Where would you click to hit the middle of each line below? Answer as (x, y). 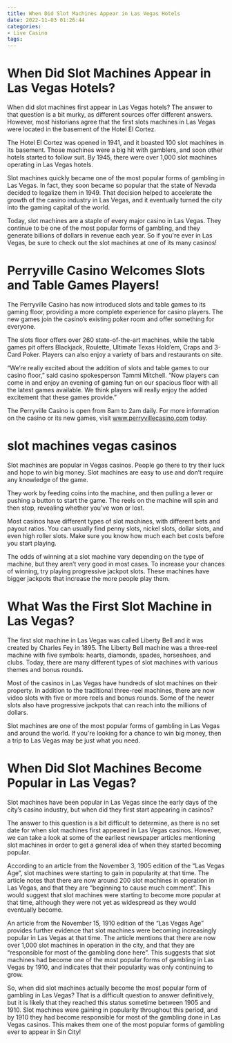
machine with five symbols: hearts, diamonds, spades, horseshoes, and (109, 655)
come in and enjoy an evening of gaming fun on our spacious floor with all (113, 383)
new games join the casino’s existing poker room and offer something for (111, 319)
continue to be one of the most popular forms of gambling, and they (104, 228)
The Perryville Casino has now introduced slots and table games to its (106, 304)
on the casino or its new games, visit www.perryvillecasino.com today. (107, 418)
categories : (24, 26)
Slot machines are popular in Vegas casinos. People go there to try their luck (116, 465)
